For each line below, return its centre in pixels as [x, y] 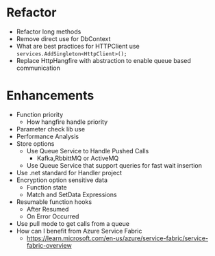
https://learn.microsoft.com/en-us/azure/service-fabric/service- [117, 238]
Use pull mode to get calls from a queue [73, 223]
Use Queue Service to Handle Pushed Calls [88, 151]
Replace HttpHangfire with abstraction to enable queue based [103, 60]
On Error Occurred [53, 216]
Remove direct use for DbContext [63, 38]
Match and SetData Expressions [72, 194]
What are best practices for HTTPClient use [78, 46]
